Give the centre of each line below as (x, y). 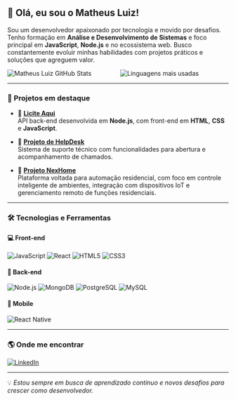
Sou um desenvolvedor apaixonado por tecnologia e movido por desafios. (114, 29)
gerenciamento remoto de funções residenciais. (87, 193)
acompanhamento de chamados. (65, 157)
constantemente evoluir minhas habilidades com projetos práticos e (105, 52)
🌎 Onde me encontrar (46, 345)
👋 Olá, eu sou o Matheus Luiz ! (73, 13)
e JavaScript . (37, 128)
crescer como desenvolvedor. (50, 390)
